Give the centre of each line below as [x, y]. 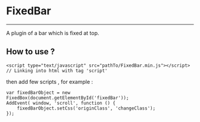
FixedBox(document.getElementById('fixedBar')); [68, 98]
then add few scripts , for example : [50, 82]
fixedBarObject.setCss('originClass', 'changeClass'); [86, 108]
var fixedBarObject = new [38, 93]
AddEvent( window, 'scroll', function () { [61, 103]
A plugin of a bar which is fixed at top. [53, 33]
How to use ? [31, 52]
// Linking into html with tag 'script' [57, 71]
